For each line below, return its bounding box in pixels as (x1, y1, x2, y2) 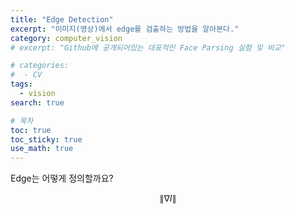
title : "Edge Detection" (10, 14, 114, 25)
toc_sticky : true (10, 134, 83, 145)
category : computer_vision (10, 33, 123, 43)
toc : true (10, 125, 52, 135)
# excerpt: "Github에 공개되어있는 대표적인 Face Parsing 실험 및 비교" (10, 42, 286, 53)
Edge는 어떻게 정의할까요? (10, 172, 114, 185)
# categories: (10, 61, 70, 71)
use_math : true (10, 144, 74, 154)
